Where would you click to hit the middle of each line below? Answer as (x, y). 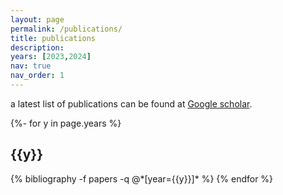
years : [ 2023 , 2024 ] (51, 57)
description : (37, 47)
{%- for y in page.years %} (66, 123)
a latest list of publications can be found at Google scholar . (131, 103)
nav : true (31, 66)
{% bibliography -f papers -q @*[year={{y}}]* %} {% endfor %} (142, 178)
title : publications (53, 38)
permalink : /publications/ (66, 29)
